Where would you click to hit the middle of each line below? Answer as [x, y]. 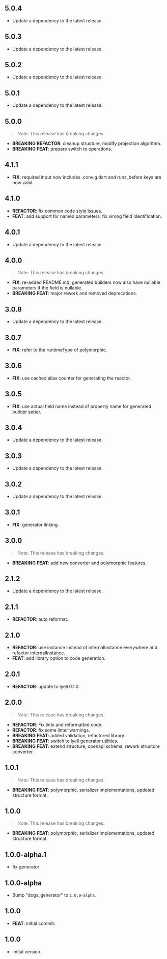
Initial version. [27, 951]
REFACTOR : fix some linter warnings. [51, 730]
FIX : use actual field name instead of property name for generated [81, 406]
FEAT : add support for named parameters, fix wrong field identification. [87, 216]
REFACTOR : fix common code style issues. [57, 211]
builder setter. [27, 412]
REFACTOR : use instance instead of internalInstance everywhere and [85, 648]
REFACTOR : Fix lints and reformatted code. [57, 724]
